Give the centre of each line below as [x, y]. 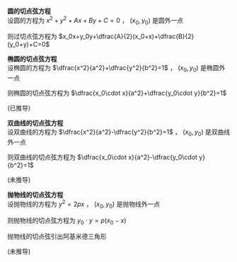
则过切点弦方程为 [32, 36]
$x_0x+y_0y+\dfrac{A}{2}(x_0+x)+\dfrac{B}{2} [126, 36]
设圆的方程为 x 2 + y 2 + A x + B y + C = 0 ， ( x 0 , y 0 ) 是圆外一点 [96, 21]
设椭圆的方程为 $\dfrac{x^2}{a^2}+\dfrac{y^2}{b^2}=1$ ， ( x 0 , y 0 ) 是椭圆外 [116, 69]
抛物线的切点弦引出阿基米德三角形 [57, 237]
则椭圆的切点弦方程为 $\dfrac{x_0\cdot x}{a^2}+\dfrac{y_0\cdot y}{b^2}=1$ [117, 93]
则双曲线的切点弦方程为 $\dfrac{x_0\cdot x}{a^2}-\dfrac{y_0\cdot [103, 157]
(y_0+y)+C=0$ [29, 45]
